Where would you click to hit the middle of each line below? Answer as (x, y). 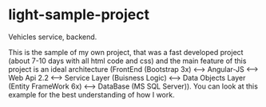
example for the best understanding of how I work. (91, 94)
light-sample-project (79, 15)
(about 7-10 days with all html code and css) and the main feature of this (127, 61)
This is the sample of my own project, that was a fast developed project (126, 52)
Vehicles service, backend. (53, 37)
